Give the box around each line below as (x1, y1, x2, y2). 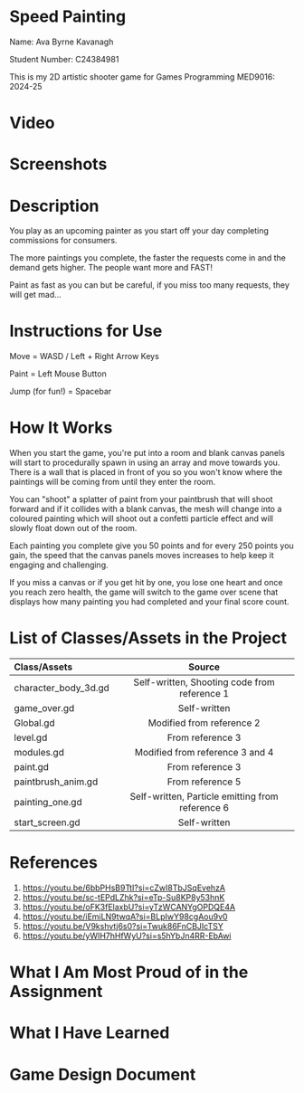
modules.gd (14, 746, 65, 759)
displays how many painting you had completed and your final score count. (9, 596, 290, 607)
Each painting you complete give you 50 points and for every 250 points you (9, 540, 294, 551)
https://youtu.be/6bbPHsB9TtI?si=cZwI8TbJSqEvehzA (22, 882, 226, 893)
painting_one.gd (14, 796, 83, 809)
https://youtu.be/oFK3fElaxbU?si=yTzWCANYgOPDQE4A (22, 902, 236, 912)
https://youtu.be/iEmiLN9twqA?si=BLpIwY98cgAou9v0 (22, 911, 228, 922)
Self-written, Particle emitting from (129, 790, 279, 803)
